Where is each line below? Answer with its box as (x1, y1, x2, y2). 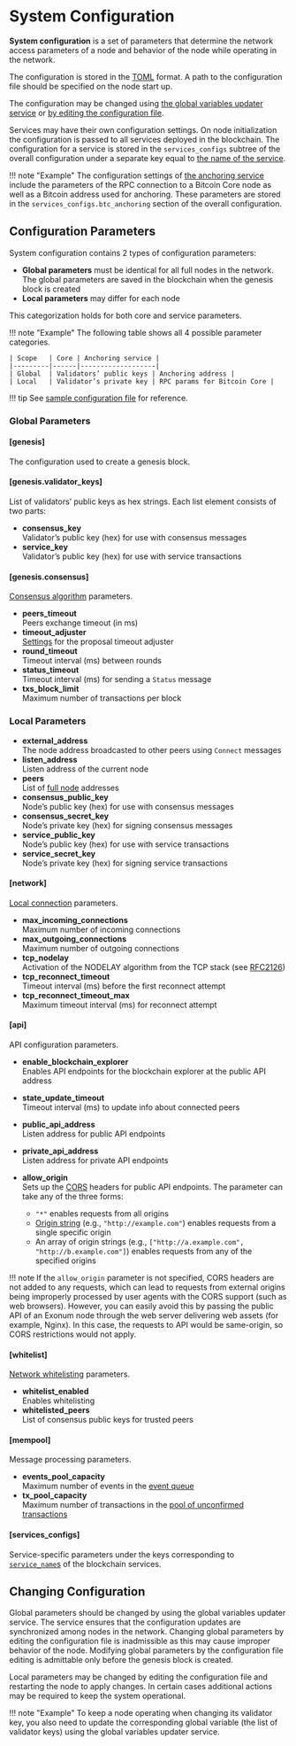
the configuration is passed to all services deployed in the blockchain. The (9, 134, 280, 144)
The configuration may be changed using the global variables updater (9, 97, 263, 108)
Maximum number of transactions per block (21, 693, 182, 703)
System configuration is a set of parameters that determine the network (9, 35, 274, 46)
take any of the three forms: (21, 1191, 124, 1201)
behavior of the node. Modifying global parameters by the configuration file (9, 1645, 285, 1656)
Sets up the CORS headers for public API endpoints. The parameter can (21, 1181, 283, 1192)
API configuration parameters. (9, 1039, 119, 1050)
